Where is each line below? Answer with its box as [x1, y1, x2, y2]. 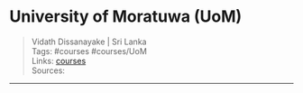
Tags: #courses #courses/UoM [31, 45, 147, 56]
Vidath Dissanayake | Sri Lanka [31, 36, 147, 47]
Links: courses [31, 55, 87, 66]
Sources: [31, 65, 66, 76]
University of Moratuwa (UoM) [9, 6, 243, 27]
